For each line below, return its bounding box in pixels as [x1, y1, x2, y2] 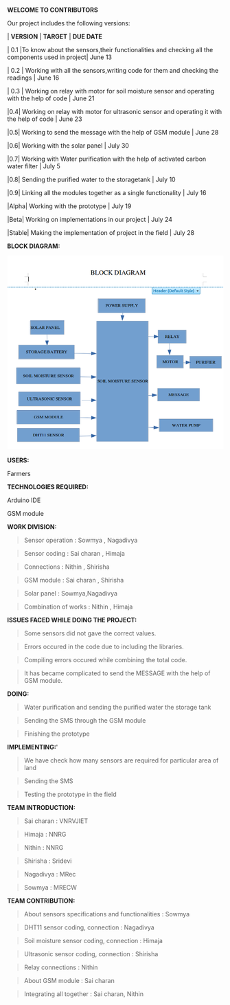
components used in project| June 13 [7, 53, 112, 61]
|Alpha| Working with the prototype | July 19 [7, 202, 132, 210]
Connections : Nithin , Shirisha [23, 563, 110, 571]
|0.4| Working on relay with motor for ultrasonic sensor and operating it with [7, 108, 222, 115]
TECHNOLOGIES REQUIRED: [7, 482, 89, 490]
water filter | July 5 [7, 162, 60, 170]
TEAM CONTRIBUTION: [7, 896, 76, 905]
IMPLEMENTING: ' [7, 743, 58, 751]
